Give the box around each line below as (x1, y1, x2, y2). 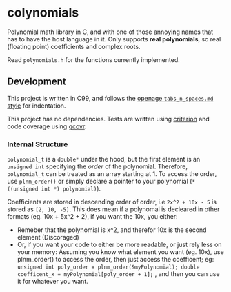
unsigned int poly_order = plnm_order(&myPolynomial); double (17, 264, 200, 271)
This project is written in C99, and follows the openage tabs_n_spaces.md (7, 94, 214, 102)
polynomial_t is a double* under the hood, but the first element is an (7, 155, 201, 164)
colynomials (7, 5, 79, 21)
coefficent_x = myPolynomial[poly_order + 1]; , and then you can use (17, 270, 220, 278)
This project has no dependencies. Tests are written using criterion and (7, 115, 210, 123)
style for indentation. (7, 101, 66, 110)
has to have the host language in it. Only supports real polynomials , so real (7, 35, 221, 43)
